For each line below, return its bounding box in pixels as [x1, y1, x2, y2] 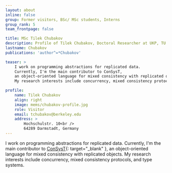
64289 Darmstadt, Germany [24, 126, 79, 131]
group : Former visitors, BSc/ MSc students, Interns [5, 17, 120, 22]
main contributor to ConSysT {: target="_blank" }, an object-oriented [5, 145, 148, 151]
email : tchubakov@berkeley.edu [14, 111, 81, 117]
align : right [14, 97, 42, 103]
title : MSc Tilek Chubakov [5, 36, 63, 41]
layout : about [5, 7, 36, 13]
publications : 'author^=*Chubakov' [5, 50, 81, 55]
